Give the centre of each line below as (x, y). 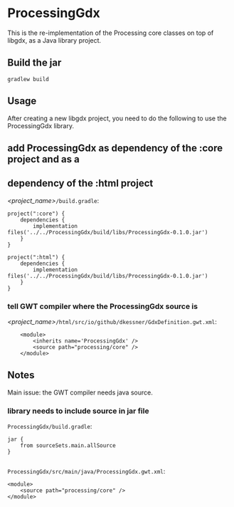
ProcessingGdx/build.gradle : (50, 427)
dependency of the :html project (80, 183)
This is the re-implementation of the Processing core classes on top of (111, 33)
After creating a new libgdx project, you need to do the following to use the (117, 118)
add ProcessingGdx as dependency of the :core (115, 148)
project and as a (43, 159)
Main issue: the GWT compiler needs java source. (80, 392)
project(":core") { (36, 214)
